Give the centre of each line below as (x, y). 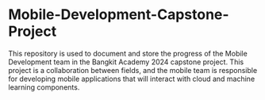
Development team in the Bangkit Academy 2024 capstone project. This (126, 62)
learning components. (44, 87)
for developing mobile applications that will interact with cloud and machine (132, 79)
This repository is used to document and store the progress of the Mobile (128, 53)
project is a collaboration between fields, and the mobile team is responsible (133, 70)
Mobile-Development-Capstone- (119, 15)
